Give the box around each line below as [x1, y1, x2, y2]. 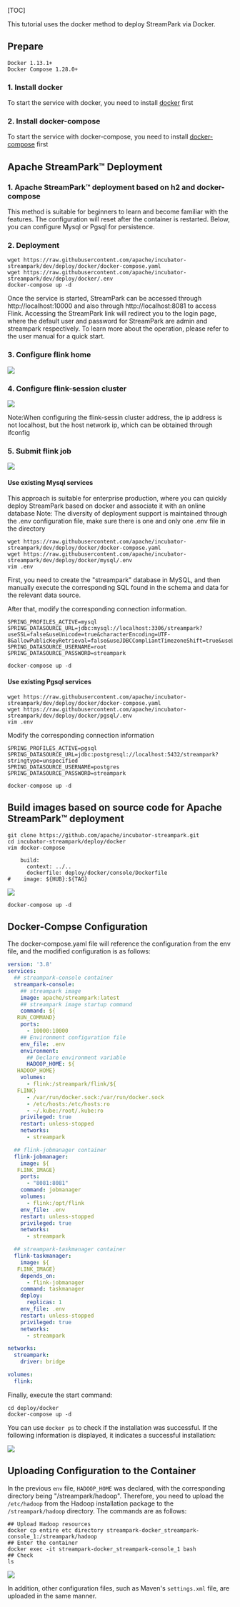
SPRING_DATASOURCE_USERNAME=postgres [7, 764, 120, 771]
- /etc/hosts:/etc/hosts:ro [26, 1100, 111, 1108]
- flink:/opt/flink [26, 1199, 84, 1206]
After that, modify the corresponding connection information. [7, 605, 187, 614]
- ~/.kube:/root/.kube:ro [26, 1107, 104, 1114]
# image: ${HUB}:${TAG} [7, 875, 88, 883]
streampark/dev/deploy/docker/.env [7, 275, 114, 283]
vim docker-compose [7, 844, 66, 851]
